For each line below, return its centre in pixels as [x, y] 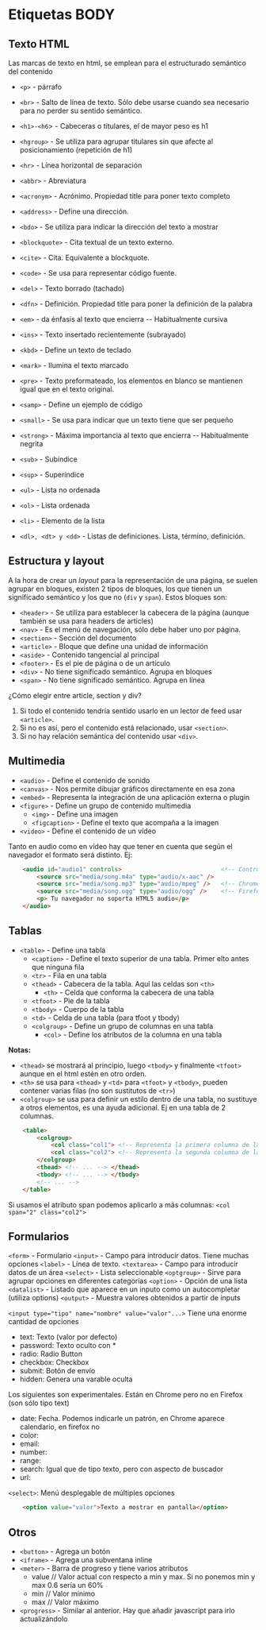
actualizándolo [44, 1619]
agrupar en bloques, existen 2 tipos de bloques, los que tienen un [115, 589]
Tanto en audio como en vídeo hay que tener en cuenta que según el [121, 846]
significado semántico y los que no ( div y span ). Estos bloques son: [118, 597]
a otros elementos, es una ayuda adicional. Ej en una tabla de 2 [122, 1107]
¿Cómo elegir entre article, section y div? [75, 695]
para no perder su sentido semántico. [81, 110]
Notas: [20, 1049]
